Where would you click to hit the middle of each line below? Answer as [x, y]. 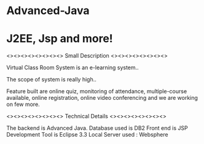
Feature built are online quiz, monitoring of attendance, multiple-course [97, 91]
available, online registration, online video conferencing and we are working [102, 98]
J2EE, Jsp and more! [60, 39]
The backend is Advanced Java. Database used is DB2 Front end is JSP [97, 128]
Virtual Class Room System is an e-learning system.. [73, 67]
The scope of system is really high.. [52, 80]
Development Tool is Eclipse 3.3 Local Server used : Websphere [87, 135]
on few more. [23, 104]
